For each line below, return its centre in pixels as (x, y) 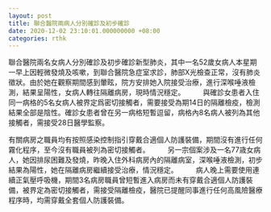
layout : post (30, 16)
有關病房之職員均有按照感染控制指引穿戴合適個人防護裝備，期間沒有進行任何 (135, 140)
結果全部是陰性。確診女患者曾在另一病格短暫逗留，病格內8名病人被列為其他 (134, 113)
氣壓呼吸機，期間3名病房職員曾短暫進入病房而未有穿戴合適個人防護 (134, 180)
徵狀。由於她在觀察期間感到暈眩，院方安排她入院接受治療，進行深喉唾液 (128, 82)
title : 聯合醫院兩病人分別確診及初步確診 (69, 23)
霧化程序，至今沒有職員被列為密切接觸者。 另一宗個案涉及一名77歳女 (131, 150)
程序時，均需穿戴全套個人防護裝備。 (69, 200)
